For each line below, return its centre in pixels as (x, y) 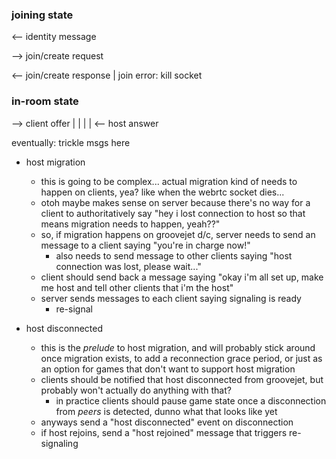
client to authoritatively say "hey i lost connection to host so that (173, 213)
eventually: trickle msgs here (71, 142)
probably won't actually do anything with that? (136, 390)
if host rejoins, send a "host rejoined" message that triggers (164, 432)
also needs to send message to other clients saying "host (174, 255)
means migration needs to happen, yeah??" (130, 224)
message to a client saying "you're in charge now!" (145, 245)
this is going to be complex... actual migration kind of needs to (169, 181)
